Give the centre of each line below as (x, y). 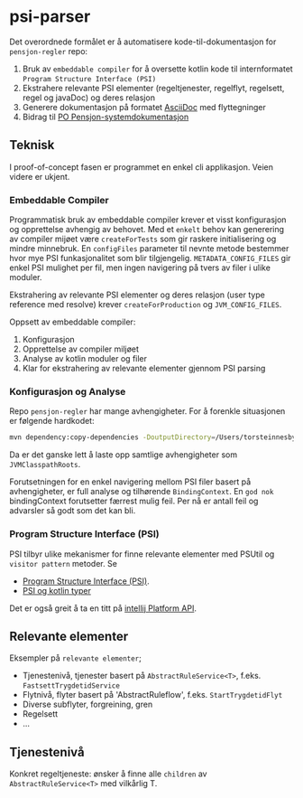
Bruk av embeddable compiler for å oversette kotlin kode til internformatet (157, 69)
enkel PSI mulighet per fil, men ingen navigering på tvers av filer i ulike (140, 268)
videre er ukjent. (40, 176)
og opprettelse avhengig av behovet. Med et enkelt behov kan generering (147, 230)
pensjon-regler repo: (49, 51)
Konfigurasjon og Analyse (68, 391)
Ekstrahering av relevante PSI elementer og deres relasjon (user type (138, 295)
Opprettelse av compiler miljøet (81, 349)
